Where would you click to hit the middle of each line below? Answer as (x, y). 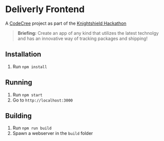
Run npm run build (32, 128)
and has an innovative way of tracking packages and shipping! (83, 38)
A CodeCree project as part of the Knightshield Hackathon (66, 23)
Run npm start (28, 95)
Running (19, 83)
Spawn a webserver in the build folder (53, 133)
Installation (23, 54)
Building (18, 115)
